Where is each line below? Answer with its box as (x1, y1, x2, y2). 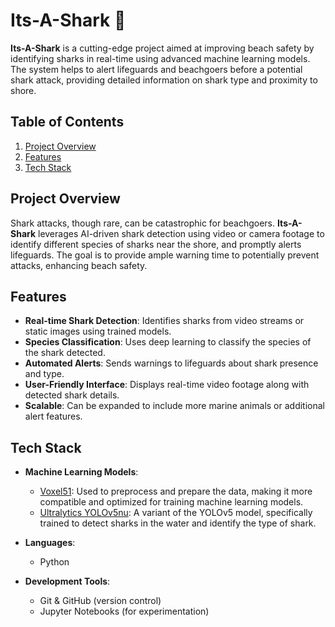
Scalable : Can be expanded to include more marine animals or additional (24, 400, 325, 412)
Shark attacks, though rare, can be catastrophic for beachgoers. (10, 217, 276, 229)
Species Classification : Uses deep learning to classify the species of (24, 336, 312, 348)
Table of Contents (10, 114, 125, 131)
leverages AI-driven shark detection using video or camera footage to (38, 227, 325, 239)
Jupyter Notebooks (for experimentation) (39, 605, 210, 618)
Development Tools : (24, 575, 111, 588)
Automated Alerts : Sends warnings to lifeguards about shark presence (24, 357, 319, 369)
